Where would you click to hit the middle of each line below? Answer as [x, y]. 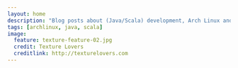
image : [17, 34]
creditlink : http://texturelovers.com [71, 54]
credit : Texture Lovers [49, 47]
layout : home [27, 14]
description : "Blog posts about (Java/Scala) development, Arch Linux [114, 21]
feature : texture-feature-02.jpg [63, 40]
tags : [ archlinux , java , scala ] [55, 27]
